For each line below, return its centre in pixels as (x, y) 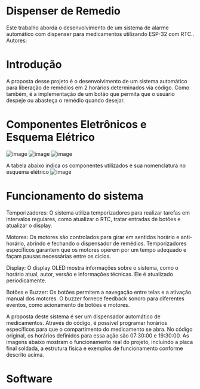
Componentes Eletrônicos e (76, 125)
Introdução (34, 65)
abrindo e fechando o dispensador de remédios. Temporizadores (107, 243)
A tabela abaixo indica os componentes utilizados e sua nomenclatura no (96, 165)
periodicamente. (26, 281)
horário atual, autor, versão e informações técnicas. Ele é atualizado (90, 274)
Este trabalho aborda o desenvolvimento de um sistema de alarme (87, 28)
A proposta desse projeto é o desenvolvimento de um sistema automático (97, 81)
